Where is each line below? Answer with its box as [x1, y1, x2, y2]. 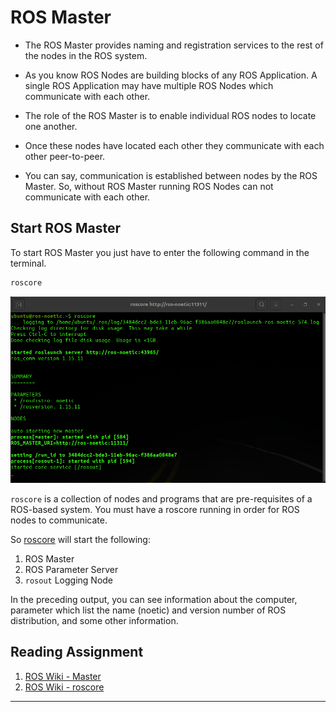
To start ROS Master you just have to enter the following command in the [10, 246, 310, 258]
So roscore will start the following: [10, 533, 151, 545]
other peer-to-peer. [24, 150, 106, 162]
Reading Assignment [10, 644, 144, 661]
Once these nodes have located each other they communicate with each [24, 139, 325, 151]
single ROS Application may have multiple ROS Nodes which [24, 79, 274, 91]
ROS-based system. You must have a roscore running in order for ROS [10, 503, 300, 515]
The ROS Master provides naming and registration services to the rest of [24, 39, 324, 51]
